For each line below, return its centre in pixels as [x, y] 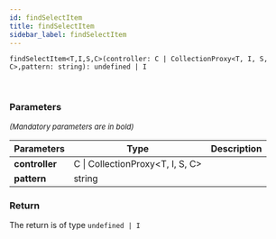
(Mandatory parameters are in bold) [72, 126]
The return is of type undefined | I [75, 225]
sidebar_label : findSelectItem [68, 34]
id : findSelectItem [46, 18]
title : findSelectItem [52, 26]
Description [236, 148]
